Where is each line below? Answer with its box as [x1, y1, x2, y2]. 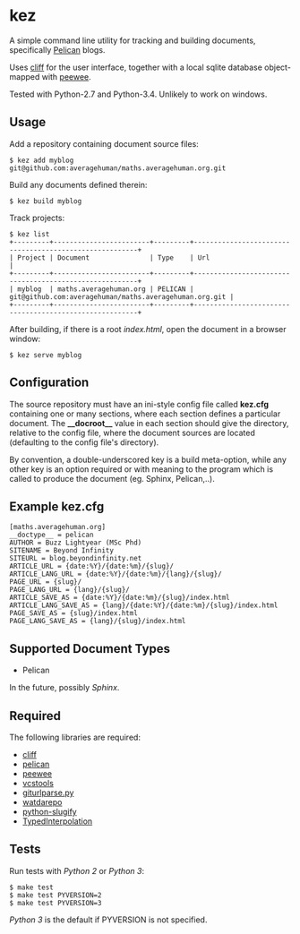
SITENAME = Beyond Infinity [9, 546, 115, 555]
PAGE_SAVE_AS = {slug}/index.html [9, 609, 139, 618]
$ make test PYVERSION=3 [9, 898, 102, 907]
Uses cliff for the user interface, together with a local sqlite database [9, 62, 262, 73]
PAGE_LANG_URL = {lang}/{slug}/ [9, 586, 130, 595]
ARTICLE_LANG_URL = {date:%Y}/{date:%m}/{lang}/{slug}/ [9, 570, 222, 578]
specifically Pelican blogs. [9, 44, 106, 55]
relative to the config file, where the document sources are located [9, 427, 255, 438]
